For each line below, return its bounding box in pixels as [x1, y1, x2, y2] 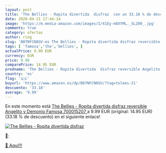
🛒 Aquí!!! [5, 143, 23, 149]
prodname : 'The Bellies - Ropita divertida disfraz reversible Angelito [5, 67, 161, 72]
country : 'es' [5, 72, 35, 76]
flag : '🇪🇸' [5, 76, 30, 81]
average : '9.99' [5, 90, 39, 95]
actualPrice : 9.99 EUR [5, 48, 52, 53]
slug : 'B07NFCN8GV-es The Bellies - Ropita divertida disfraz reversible [5, 39, 161, 44]
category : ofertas [5, 30, 43, 35]
